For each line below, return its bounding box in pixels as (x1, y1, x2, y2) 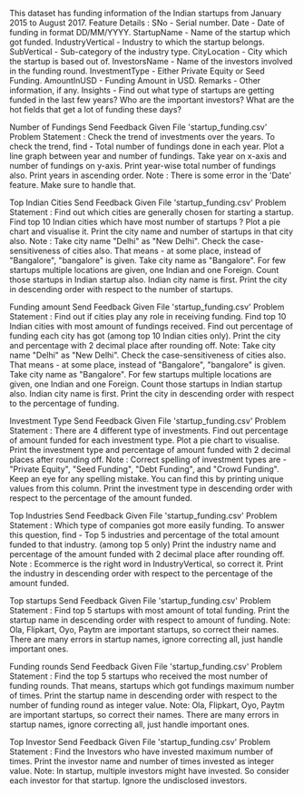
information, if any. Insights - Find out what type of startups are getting (9, 85, 275, 95)
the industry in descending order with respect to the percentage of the (9, 568, 274, 579)
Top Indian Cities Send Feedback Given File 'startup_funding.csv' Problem (9, 197, 287, 208)
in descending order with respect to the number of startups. (9, 284, 234, 294)
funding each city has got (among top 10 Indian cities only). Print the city (9, 330, 281, 341)
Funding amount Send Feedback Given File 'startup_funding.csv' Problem (9, 301, 285, 312)
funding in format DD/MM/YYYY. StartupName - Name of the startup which (9, 27, 290, 37)
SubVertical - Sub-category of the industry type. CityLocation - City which (9, 46, 288, 57)
